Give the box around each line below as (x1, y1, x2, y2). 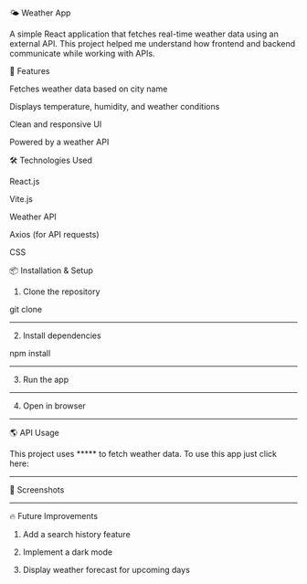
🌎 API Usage (9, 428, 59, 438)
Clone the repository (22, 286, 101, 297)
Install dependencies (22, 330, 102, 341)
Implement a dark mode (22, 547, 112, 557)
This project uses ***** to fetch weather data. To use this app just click (9, 449, 277, 459)
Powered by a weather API (9, 136, 110, 147)
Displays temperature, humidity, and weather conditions (9, 101, 220, 111)
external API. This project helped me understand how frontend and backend (9, 38, 296, 48)
